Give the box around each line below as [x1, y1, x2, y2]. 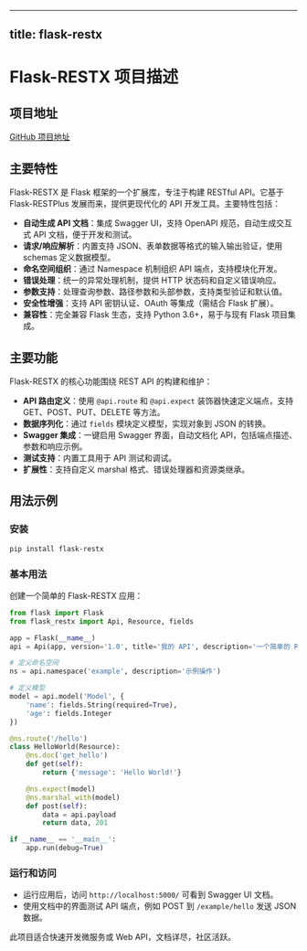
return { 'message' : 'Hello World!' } [42, 768, 182, 777]
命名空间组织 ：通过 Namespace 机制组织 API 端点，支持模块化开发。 [22, 263, 282, 274]
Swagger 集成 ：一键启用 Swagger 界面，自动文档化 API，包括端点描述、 [22, 430, 298, 441]
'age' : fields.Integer [26, 709, 112, 718]
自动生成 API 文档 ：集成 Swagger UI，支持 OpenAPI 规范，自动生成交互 [22, 218, 292, 229]
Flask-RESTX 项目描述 [9, 66, 179, 87]
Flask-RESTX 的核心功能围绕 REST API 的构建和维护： [9, 376, 213, 387]
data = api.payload [42, 810, 117, 819]
